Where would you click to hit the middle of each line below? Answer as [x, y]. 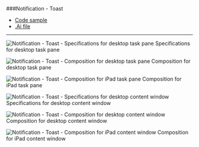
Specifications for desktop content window [59, 103]
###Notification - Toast [35, 9]
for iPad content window [36, 138]
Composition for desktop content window [57, 121]
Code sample [31, 20]
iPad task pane [24, 85]
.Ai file [23, 26]
